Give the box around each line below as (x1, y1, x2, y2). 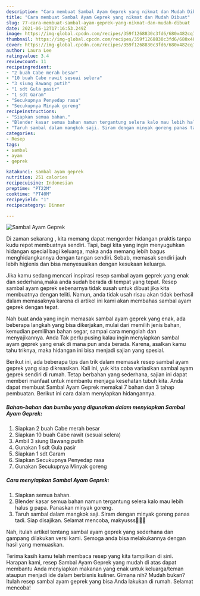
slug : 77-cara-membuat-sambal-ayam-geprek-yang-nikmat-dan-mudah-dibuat (6, 20, 190, 26)
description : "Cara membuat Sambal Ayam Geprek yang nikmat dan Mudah (6, 8, 185, 15)
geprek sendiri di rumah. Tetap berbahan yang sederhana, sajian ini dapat (6, 371, 187, 378)
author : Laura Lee (6, 48, 52, 54)
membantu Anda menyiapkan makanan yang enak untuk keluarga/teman (6, 565, 184, 572)
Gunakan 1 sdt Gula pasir (14, 444, 76, 451)
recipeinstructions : (6, 108, 58, 114)
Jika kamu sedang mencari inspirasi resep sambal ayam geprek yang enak (6, 272, 189, 279)
